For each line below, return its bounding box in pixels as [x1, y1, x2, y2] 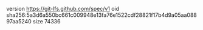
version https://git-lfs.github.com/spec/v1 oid [6, 5, 120, 12]
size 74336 [32, 18, 61, 25]
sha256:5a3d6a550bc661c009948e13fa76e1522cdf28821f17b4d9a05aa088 [6, 11, 198, 19]
